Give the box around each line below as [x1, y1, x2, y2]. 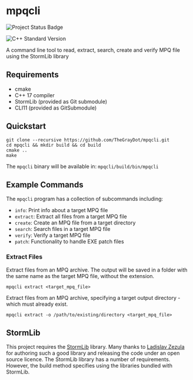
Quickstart [6, 121, 46, 131]
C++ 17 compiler [14, 91, 55, 98]
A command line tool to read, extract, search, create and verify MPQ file [6, 46, 181, 54]
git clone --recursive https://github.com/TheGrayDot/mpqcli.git [6, 137, 169, 143]
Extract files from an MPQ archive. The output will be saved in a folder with [6, 266, 188, 273]
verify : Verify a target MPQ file [14, 232, 91, 239]
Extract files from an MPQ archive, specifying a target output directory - [6, 294, 181, 301]
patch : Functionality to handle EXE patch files [14, 238, 125, 245]
